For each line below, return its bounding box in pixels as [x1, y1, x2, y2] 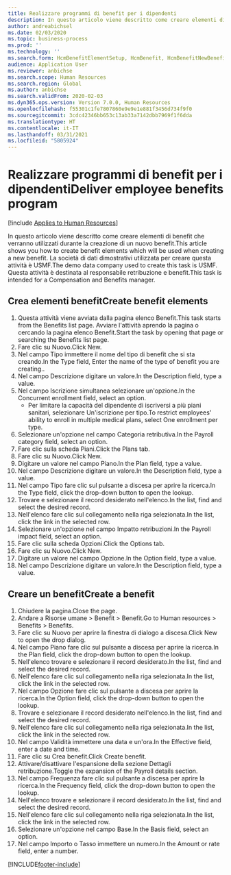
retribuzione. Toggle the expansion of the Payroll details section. [17, 767, 198, 775]
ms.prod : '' [8, 42, 42, 49]
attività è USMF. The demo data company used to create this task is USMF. [8, 261, 218, 269]
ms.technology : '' [8, 49, 60, 56]
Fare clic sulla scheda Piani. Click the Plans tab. [17, 445, 150, 453]
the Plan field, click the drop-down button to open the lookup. [17, 650, 192, 658]
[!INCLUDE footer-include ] [8, 860, 81, 868]
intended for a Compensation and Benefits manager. [8, 275, 156, 284]
